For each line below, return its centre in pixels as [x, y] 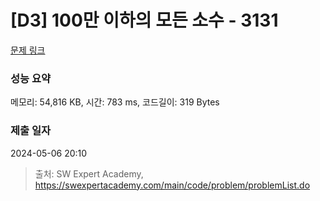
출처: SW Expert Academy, [89, 173]
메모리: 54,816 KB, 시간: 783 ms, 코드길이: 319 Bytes [115, 102]
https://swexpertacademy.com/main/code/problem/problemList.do [172, 185]
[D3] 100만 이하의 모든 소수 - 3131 [144, 20]
